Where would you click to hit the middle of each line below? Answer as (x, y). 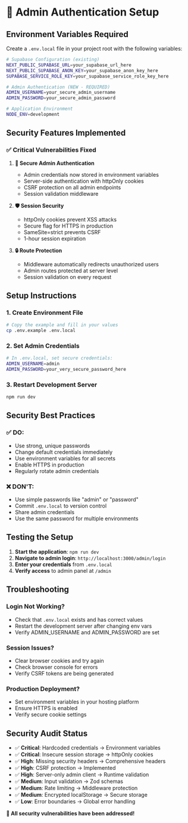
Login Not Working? (36, 607)
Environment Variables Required (68, 34)
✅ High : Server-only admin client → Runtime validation (82, 774)
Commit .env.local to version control (61, 506)
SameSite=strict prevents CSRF (62, 232)
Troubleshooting (38, 590)
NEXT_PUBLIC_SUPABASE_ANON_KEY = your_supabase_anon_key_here (82, 70)
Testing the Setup (40, 537)
